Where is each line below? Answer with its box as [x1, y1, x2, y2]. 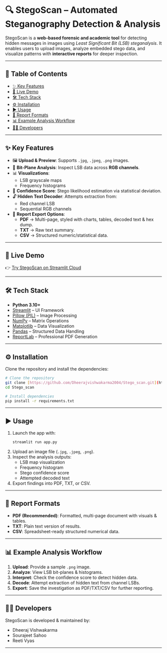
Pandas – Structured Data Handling [12, 328, 84, 334]
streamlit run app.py [12, 440, 57, 445]
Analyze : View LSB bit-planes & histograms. [12, 569, 103, 575]
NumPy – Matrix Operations [12, 318, 69, 324]
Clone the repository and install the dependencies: [5, 366, 109, 372]
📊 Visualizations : [12, 170, 50, 176]
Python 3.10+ [12, 302, 41, 308]
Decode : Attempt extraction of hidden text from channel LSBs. [12, 579, 141, 585]
